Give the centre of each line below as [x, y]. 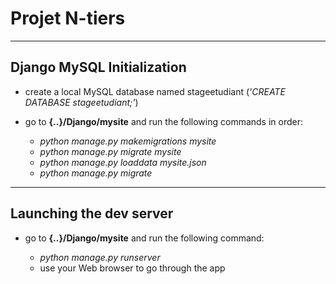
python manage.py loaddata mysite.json [123, 162]
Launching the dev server [92, 213]
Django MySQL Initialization [98, 67]
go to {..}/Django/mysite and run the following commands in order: [164, 121]
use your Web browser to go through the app [132, 268]
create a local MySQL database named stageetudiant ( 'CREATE [155, 91]
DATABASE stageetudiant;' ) [81, 102]
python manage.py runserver [100, 257]
